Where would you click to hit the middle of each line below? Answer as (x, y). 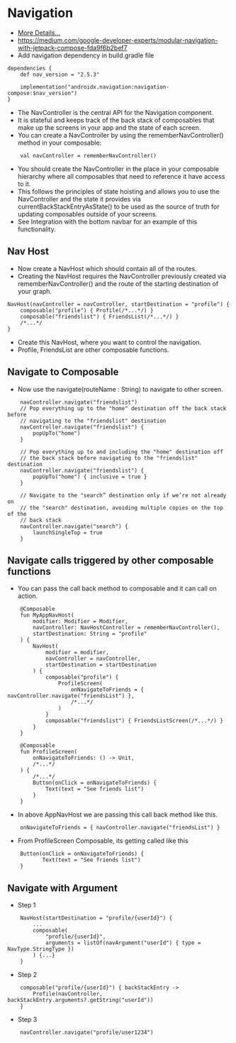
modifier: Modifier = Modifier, (81, 622)
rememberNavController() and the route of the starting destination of (118, 283)
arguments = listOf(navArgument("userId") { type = (123, 943)
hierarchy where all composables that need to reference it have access (121, 176)
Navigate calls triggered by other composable (111, 560)
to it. (24, 184)
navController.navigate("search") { (74, 526)
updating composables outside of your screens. (88, 214)
